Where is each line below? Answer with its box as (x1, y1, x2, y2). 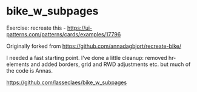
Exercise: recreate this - (6, 24, 66, 31)
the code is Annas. (6, 67, 53, 74)
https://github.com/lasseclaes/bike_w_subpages (6, 79, 127, 86)
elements (6, 61, 30, 68)
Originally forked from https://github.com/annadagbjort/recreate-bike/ (6, 42, 182, 50)
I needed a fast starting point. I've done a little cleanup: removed (6, 54, 168, 61)
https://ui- (67, 24, 93, 31)
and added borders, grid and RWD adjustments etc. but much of (30, 61, 191, 68)
